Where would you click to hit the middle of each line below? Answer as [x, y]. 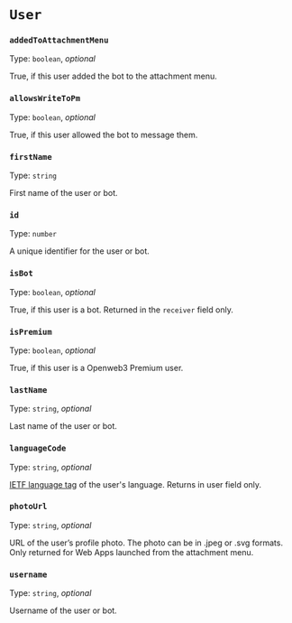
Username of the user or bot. [63, 610]
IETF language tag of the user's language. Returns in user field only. [136, 484]
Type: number [33, 234]
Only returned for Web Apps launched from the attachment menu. [132, 552]
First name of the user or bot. [64, 193]
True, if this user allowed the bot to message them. [104, 135]
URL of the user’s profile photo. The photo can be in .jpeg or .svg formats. [146, 543]
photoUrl [28, 507]
